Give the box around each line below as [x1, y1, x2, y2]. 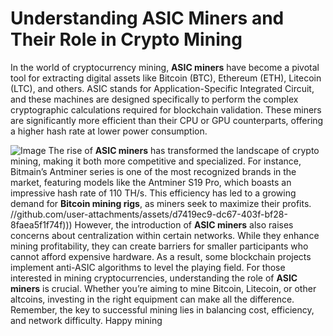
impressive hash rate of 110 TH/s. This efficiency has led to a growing [10, 187, 297, 199]
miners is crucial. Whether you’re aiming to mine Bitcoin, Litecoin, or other [10, 282, 317, 294]
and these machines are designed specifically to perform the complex [10, 93, 299, 105]
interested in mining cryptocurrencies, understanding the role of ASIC [10, 272, 298, 284]
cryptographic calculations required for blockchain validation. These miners [10, 103, 322, 116]
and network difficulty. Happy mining [10, 314, 163, 326]
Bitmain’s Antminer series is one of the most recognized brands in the [10, 165, 297, 177]
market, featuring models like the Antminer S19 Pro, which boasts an [10, 176, 292, 188]
